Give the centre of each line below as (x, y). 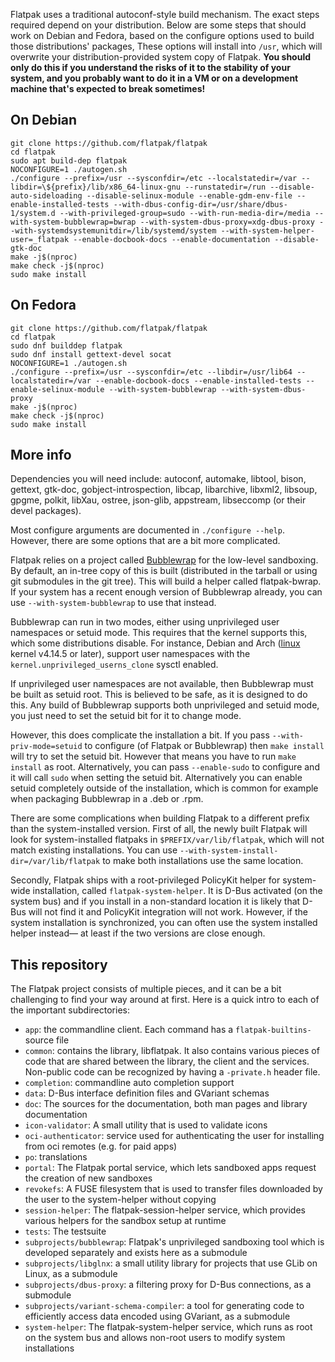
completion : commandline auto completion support (129, 1083)
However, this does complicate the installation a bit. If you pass (140, 735)
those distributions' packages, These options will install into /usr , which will (166, 46)
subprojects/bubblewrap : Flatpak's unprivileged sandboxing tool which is (174, 1242)
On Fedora (43, 305)
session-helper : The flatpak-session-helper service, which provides (165, 1210)
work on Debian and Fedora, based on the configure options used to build (162, 35)
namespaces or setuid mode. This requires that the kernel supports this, (159, 633)
